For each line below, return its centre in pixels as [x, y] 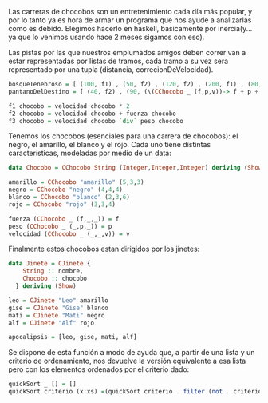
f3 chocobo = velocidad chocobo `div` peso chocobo [96, 121]
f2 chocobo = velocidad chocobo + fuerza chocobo [93, 114]
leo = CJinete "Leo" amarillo [59, 300]
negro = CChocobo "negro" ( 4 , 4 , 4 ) [66, 190]
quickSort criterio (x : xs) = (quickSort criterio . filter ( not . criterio [135, 392]
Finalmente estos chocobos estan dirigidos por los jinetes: [104, 249]
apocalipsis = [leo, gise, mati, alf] [73, 337]
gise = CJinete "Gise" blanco [59, 308]
